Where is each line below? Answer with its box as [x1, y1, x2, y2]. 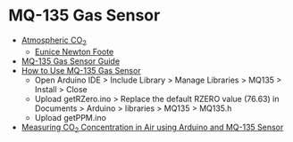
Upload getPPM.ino [34, 112, 106, 122]
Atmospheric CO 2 [21, 35, 87, 47]
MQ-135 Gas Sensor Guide [21, 55, 121, 67]
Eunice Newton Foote [34, 46, 114, 57]
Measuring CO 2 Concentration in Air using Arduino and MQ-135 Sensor [21, 122, 284, 134]
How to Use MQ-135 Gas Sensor [21, 65, 141, 75]
